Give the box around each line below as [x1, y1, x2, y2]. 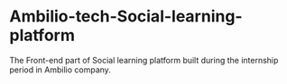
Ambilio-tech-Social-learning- [9, 6, 243, 27]
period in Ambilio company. [9, 64, 111, 75]
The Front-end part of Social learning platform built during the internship [9, 55, 279, 65]
